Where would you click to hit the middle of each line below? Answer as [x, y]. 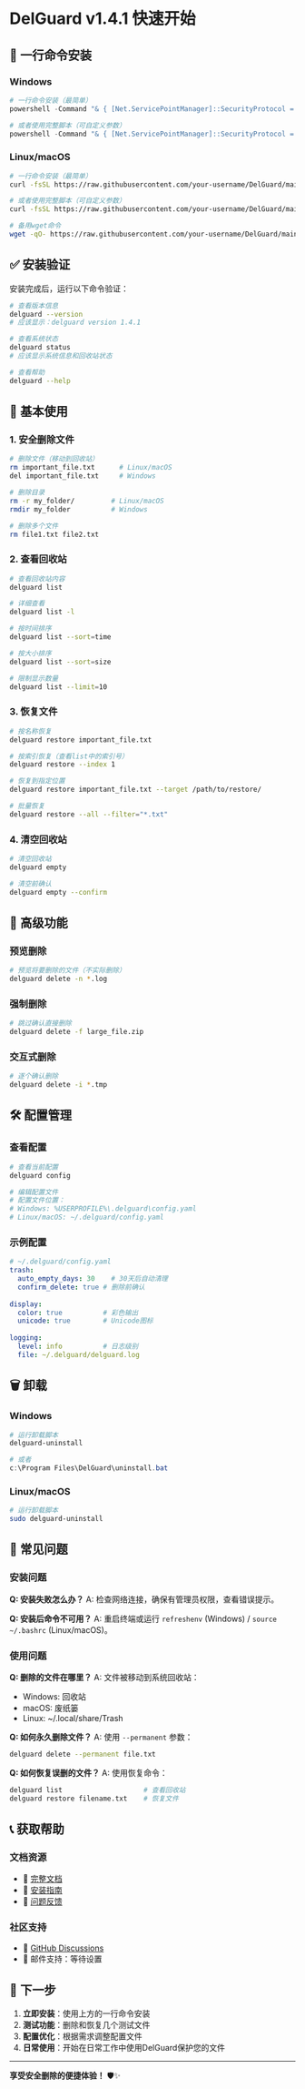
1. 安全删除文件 [42, 440]
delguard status [40, 348]
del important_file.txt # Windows [83, 476]
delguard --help [40, 380]
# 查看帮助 [27, 372]
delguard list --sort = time [60, 637]
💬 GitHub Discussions [63, 1948]
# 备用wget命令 [35, 226]
